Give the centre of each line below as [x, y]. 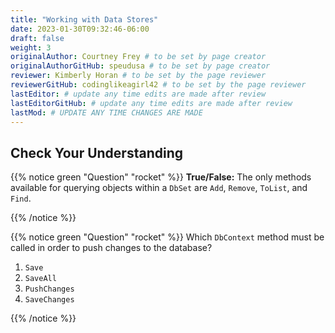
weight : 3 [31, 47]
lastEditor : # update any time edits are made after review [138, 94]
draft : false [37, 38]
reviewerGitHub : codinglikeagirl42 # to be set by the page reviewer [158, 85]
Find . [21, 198]
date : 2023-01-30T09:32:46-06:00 [80, 29]
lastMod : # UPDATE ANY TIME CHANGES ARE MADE [106, 112]
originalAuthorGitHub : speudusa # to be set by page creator [140, 66]
